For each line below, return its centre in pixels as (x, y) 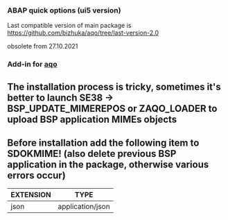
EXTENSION (31, 195)
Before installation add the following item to (103, 143)
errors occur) (36, 175)
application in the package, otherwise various (108, 164)
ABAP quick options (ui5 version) (64, 10)
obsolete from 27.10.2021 (43, 46)
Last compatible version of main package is (69, 26)
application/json (84, 207)
